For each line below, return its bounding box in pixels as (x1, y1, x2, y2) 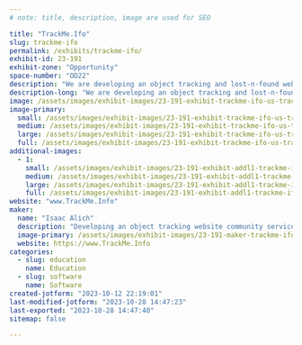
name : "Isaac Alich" (17, 213, 94, 222)
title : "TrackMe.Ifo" (9, 29, 91, 39)
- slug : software (17, 272, 83, 282)
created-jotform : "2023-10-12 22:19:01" (9, 289, 164, 298)
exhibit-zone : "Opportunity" (9, 63, 119, 72)
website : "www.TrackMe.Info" (9, 197, 119, 206)
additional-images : (9, 147, 83, 156)
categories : (9, 247, 54, 257)
